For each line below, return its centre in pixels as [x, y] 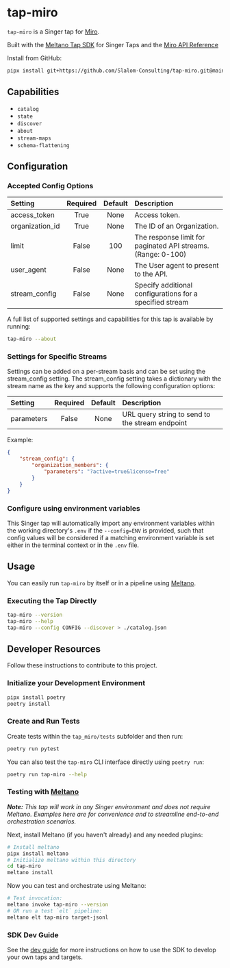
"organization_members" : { [70, 466]
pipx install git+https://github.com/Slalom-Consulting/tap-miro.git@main [116, 71]
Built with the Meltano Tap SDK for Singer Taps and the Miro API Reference [113, 44]
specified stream [162, 303]
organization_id [35, 226]
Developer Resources [54, 649]
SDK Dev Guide [33, 934]
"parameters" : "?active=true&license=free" [106, 472]
